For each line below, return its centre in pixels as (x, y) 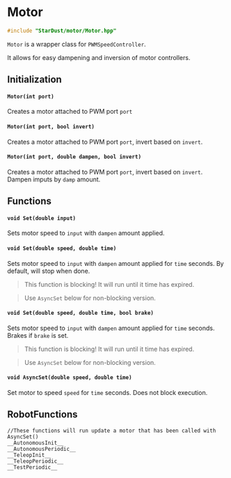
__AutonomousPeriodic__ (42, 449)
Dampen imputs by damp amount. (54, 179)
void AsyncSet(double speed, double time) (70, 378)
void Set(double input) (42, 218)
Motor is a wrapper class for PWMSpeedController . (77, 44)
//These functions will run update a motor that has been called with (112, 431)
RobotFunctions (42, 415)
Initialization (35, 80)
